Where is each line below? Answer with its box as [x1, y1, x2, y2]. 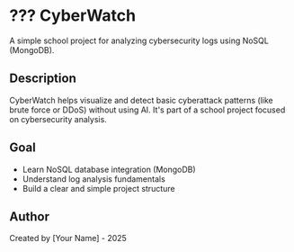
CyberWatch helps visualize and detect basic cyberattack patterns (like [9, 94, 273, 105]
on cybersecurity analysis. [9, 113, 108, 124]
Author [9, 209, 49, 224]
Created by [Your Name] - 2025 [9, 233, 128, 244]
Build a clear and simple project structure [22, 183, 175, 193]
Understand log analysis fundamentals [22, 173, 166, 184]
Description [9, 71, 76, 86]
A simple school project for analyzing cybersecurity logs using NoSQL [9, 35, 270, 46]
